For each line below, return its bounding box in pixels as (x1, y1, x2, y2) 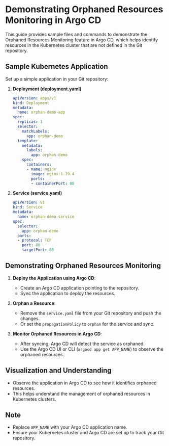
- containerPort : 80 (31, 181, 75, 186)
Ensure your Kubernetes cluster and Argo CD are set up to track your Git (12, 430, 164, 436)
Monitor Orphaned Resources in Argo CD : (12, 330, 103, 337)
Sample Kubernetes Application (5, 62, 108, 71)
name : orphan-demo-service (17, 214, 75, 219)
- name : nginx (26, 167, 56, 172)
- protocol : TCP (17, 238, 52, 243)
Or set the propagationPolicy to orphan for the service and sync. (20, 321, 155, 327)
